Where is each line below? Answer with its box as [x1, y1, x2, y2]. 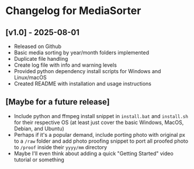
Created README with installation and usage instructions [13, 80, 152, 87]
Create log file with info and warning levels [13, 61, 117, 68]
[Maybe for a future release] [5, 97, 110, 107]
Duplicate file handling [13, 56, 68, 62]
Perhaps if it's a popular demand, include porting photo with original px [13, 131, 185, 138]
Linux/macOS [13, 74, 47, 81]
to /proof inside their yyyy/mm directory [13, 143, 108, 150]
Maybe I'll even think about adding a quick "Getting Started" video [13, 150, 174, 157]
